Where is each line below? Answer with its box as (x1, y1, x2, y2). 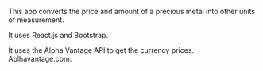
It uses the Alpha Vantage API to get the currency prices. (8, 46, 195, 54)
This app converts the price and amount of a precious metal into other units (8, 7, 256, 16)
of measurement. (8, 15, 65, 24)
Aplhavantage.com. (8, 54, 72, 63)
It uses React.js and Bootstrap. (8, 31, 109, 39)
